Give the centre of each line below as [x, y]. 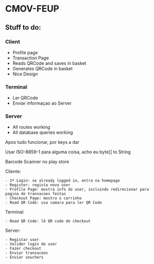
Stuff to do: [23, 27]
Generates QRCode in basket [42, 68]
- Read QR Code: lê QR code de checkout [48, 221]
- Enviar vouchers [24, 257]
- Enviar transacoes [27, 253]
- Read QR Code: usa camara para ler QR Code [53, 203]
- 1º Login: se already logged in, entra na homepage [63, 181]
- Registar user [22, 240]
